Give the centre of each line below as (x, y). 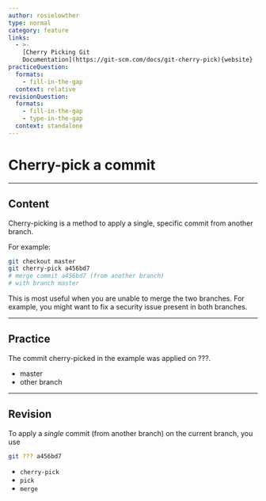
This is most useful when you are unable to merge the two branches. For (127, 298)
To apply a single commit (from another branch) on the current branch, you (131, 433)
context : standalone (49, 126)
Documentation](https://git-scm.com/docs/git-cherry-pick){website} (138, 60)
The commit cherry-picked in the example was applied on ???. (110, 358)
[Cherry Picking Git (56, 52)
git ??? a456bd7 (35, 456)
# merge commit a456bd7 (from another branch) (86, 276)
